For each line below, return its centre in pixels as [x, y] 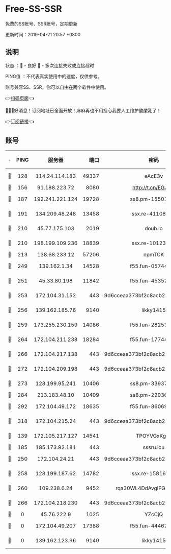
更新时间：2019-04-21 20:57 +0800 [43, 34]
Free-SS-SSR [34, 9]
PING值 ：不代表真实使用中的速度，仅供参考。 [54, 76]
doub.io [154, 228]
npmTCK [154, 254]
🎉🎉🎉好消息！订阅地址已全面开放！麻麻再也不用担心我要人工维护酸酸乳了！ [83, 110]
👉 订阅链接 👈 [20, 121]
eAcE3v [154, 176]
